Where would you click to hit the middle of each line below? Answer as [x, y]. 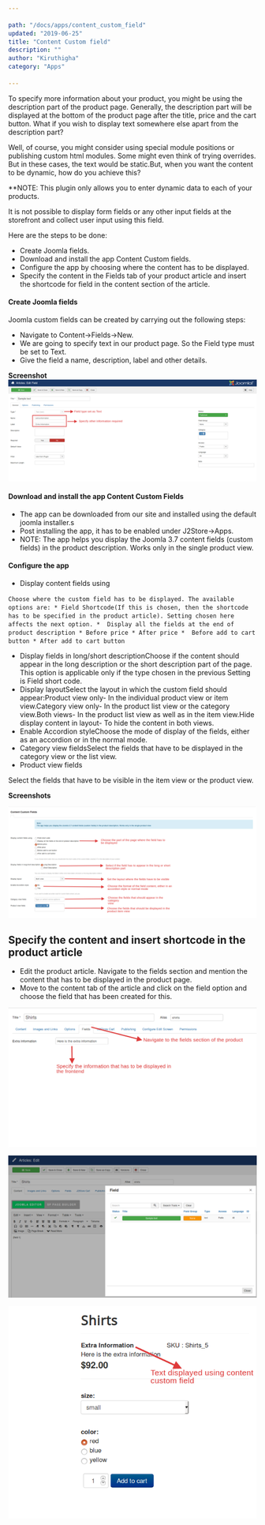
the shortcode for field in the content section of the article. [115, 284]
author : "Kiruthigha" [44, 58]
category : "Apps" [37, 67]
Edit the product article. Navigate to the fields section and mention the [134, 971]
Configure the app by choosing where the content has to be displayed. [134, 267]
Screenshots [30, 796]
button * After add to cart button [67, 641]
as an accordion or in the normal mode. [84, 740]
